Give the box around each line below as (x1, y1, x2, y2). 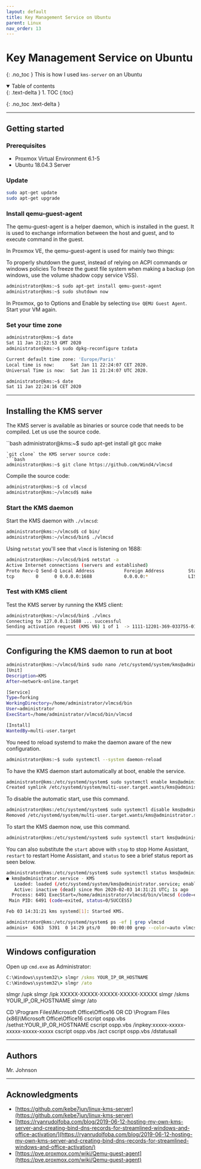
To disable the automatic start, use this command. (6, 795, 130, 802)
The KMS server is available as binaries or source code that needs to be (6, 422, 184, 429)
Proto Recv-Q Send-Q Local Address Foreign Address (6, 567, 165, 574)
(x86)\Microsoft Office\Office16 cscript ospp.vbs (6, 1015, 126, 1023)
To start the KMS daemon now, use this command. (6, 823, 130, 831)
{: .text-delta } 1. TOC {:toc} (6, 89, 74, 96)
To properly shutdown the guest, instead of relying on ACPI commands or (6, 259, 188, 266)
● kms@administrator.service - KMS (6, 875, 95, 881)
